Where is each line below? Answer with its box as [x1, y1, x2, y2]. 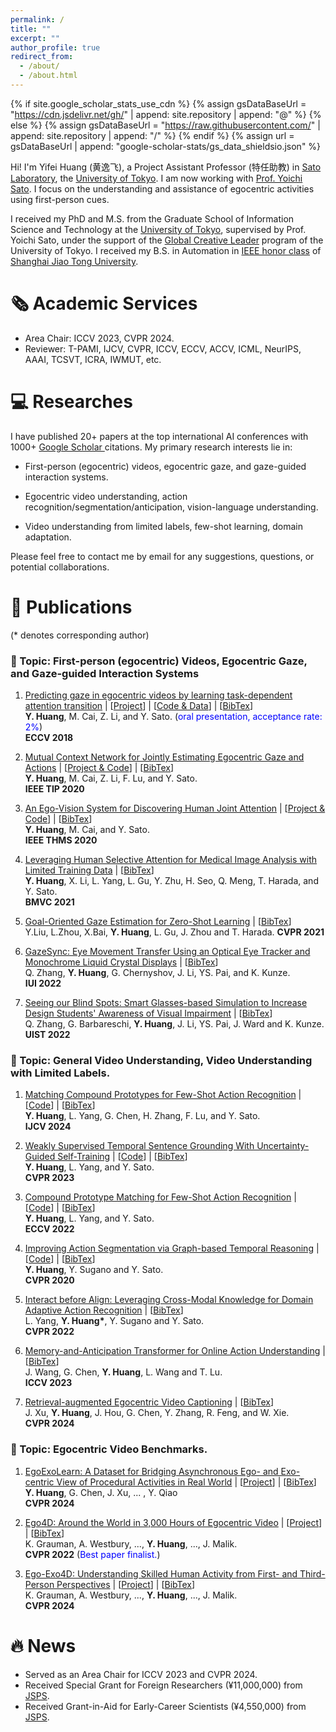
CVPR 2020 [24, 1274, 75, 1286]
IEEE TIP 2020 [24, 782, 85, 795]
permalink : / [10, 14, 65, 25]
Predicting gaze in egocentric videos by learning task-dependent [24, 689, 293, 701]
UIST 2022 [24, 1028, 71, 1040]
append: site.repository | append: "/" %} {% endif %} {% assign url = [10, 129, 295, 141]
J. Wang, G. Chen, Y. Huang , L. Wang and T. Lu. [24, 1366, 223, 1378]
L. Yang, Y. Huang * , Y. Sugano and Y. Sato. [24, 1315, 205, 1327]
